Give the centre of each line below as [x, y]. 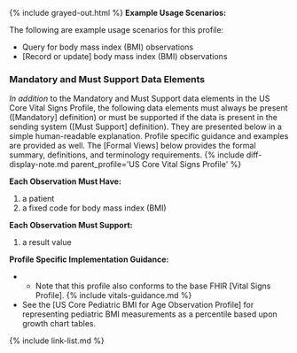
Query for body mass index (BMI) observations [107, 47]
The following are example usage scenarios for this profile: [117, 30]
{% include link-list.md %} [57, 341]
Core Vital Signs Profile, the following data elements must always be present [148, 108]
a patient [38, 199]
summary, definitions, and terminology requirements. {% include [127, 155]
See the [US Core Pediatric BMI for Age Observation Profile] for [138, 305]
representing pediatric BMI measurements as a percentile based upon [149, 314]
